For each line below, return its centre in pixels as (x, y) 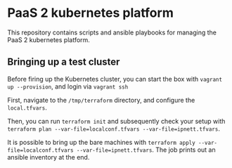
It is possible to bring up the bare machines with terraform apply (101, 142)
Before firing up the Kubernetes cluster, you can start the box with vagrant (115, 79)
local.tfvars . (27, 108)
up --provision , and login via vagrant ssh (68, 86)
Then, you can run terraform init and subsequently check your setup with (116, 121)
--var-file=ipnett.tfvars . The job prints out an (146, 150)
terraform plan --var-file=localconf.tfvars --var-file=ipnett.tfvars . (114, 129)
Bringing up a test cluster (64, 62)
